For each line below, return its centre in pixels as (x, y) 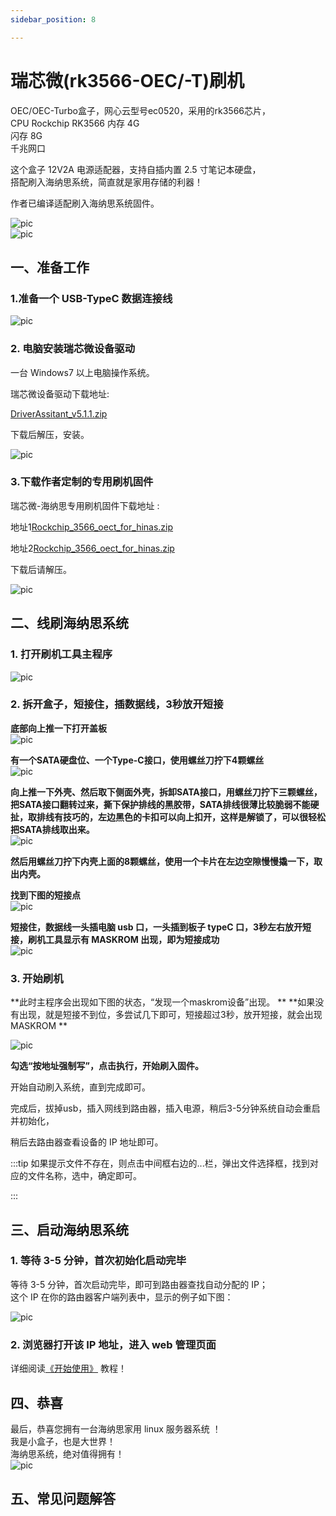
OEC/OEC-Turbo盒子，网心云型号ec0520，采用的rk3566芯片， (141, 110)
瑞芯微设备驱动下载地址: (60, 393)
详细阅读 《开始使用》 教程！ (68, 1368)
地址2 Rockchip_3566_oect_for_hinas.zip (92, 548)
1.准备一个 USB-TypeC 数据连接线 (91, 298)
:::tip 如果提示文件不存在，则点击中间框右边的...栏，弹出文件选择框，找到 (160, 1163)
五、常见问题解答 (63, 1499)
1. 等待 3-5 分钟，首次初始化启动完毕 (98, 1261)
